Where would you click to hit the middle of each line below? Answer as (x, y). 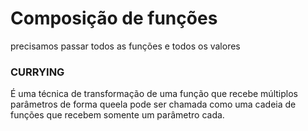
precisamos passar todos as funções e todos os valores (125, 46)
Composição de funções (114, 18)
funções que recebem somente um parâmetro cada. (117, 115)
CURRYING (37, 72)
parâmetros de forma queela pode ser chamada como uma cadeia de (153, 104)
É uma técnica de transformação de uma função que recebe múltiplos (154, 94)
